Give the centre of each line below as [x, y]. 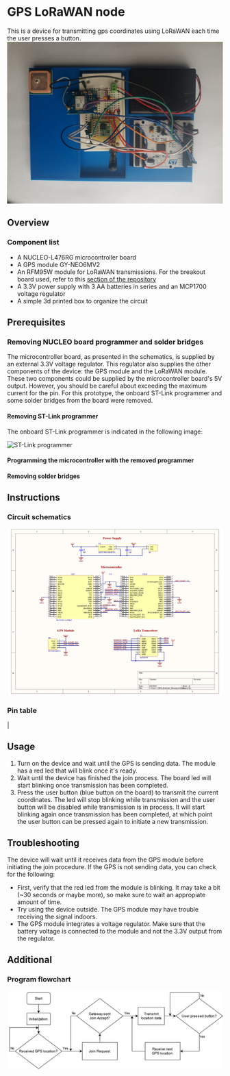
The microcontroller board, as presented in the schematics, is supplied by [111, 357]
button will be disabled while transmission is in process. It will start [111, 807]
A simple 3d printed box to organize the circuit [82, 301]
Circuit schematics [39, 517]
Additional [30, 960]
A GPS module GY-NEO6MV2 [59, 264]
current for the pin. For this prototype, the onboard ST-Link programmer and [115, 393]
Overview [28, 223]
